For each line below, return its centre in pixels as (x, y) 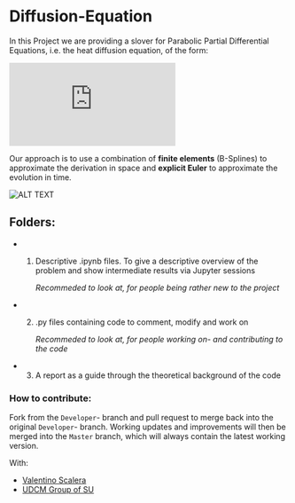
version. (24, 446)
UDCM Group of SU (58, 490)
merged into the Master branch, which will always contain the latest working (147, 436)
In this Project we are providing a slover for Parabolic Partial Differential (139, 41)
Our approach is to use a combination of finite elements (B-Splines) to (138, 158)
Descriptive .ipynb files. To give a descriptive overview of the (147, 261)
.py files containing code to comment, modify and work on (142, 322)
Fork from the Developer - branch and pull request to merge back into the (141, 418)
